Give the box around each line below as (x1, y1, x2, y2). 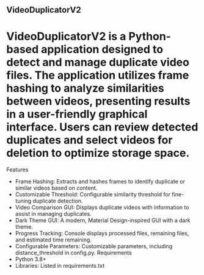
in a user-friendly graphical (6, 107, 148, 121)
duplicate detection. (32, 198, 83, 205)
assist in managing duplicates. (15, 210, 92, 218)
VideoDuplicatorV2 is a (6, 29, 126, 43)
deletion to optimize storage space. (6, 146, 190, 160)
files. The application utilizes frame (6, 68, 189, 82)
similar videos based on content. (15, 184, 98, 191)
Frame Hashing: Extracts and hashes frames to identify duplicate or (15, 178, 185, 185)
